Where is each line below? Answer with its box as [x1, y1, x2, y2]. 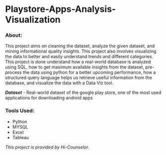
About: [5, 32, 22, 39]
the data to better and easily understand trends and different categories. [5, 54, 153, 60]
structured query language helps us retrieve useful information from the [5, 75, 153, 80]
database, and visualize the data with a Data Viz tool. [5, 80, 113, 86]
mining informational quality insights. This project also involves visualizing [5, 48, 157, 54]
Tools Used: [5, 107, 35, 114]
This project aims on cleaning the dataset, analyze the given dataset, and [5, 43, 155, 49]
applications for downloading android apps [5, 95, 93, 101]
